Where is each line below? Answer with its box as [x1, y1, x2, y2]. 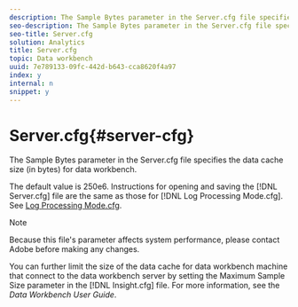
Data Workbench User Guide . [9, 289, 117, 300]
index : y [9, 71, 42, 80]
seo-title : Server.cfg [9, 29, 93, 38]
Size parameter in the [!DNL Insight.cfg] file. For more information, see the [9, 280, 280, 291]
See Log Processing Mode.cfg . [9, 201, 122, 211]
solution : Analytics [9, 37, 86, 47]
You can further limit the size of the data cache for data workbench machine [9, 261, 288, 272]
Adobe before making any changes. [9, 244, 140, 255]
